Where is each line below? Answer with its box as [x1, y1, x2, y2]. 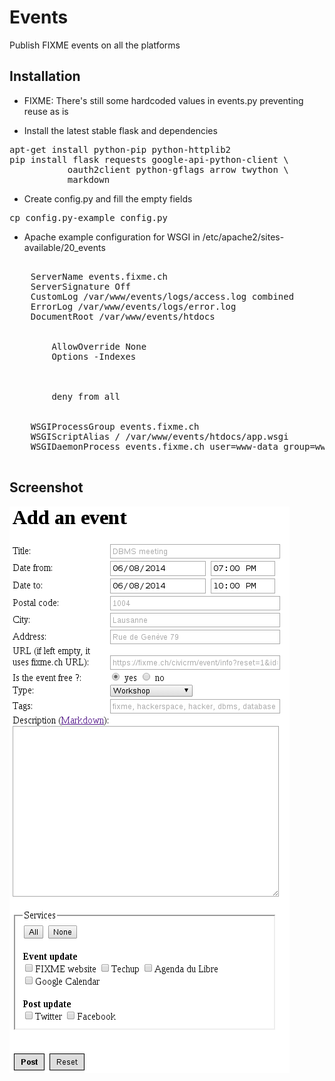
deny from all [51, 391, 121, 402]
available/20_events [23, 241, 106, 253]
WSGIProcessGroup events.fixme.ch [30, 421, 200, 432]
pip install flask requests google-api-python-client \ [9, 154, 289, 165]
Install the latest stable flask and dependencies [23, 124, 218, 136]
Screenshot [9, 479, 84, 496]
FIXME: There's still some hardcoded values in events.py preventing [23, 94, 304, 106]
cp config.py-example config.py [9, 212, 168, 223]
